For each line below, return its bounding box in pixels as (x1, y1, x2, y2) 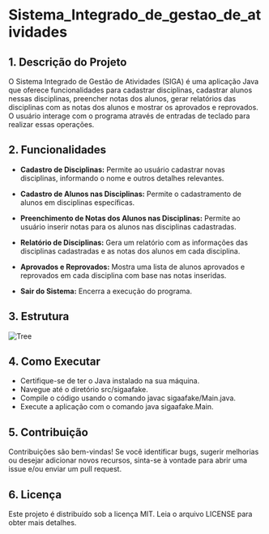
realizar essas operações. (8, 120, 95, 129)
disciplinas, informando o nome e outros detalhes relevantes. (19, 173, 224, 183)
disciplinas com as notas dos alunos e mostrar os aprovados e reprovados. (8, 103, 259, 112)
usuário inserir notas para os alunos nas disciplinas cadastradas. (19, 221, 237, 232)
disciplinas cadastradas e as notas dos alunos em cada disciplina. (19, 246, 241, 256)
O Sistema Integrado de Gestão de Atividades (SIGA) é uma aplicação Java (8, 77, 259, 86)
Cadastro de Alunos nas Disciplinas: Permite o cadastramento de (19, 189, 241, 199)
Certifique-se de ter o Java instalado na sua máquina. (19, 376, 200, 386)
